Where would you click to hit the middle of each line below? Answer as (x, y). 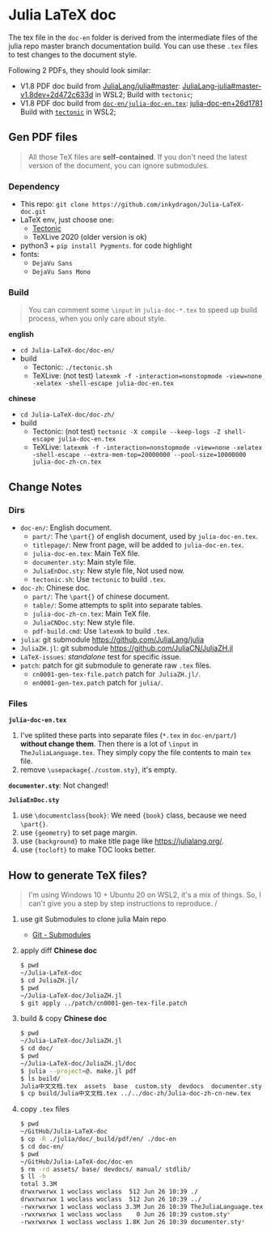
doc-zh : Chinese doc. (55, 588)
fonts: (30, 254)
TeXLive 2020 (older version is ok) (89, 237)
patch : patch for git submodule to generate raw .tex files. (116, 665)
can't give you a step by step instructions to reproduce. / (123, 903)
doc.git (33, 212)
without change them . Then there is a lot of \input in (109, 744)
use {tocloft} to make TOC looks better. (88, 850)
